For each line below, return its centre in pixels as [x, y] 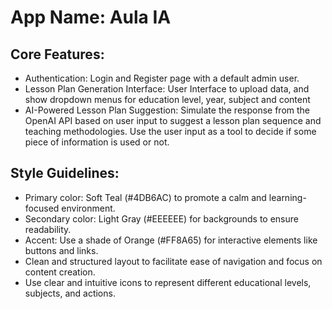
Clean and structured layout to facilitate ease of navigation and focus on [173, 261]
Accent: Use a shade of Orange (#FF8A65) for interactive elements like [171, 240]
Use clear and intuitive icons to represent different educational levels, [168, 282]
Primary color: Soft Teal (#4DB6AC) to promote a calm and [145, 197]
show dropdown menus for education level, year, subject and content [167, 99]
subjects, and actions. [70, 293]
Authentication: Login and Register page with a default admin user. [162, 78]
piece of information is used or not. [97, 142]
